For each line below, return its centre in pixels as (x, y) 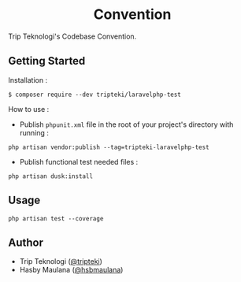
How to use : (29, 109)
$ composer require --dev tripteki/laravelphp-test (95, 95)
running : (34, 132)
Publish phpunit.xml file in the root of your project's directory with (126, 124)
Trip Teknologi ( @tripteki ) (61, 262)
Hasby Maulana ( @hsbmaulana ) (71, 270)
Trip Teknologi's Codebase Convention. (72, 36)
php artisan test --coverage (56, 218)
